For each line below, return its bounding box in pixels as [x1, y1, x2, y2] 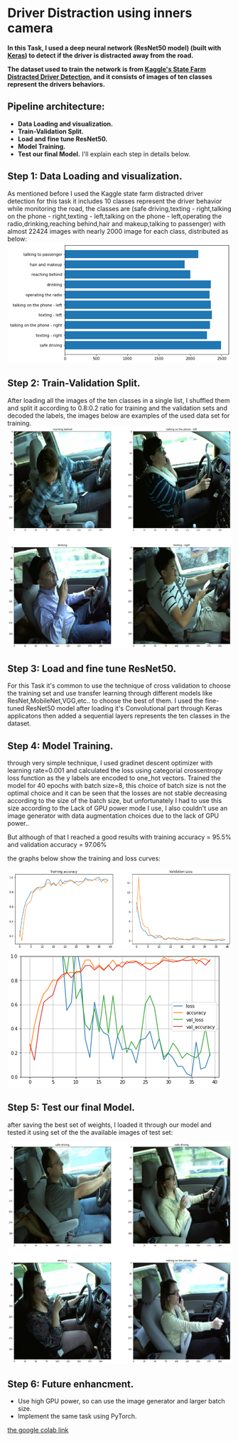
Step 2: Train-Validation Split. [7, 377, 141, 389]
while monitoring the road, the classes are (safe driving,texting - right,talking [7, 204, 232, 212]
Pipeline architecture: [7, 101, 105, 113]
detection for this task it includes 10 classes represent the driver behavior [7, 197, 222, 205]
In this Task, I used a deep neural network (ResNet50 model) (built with [7, 43, 222, 52]
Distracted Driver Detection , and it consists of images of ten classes [7, 72, 212, 81]
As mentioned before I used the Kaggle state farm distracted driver [7, 189, 204, 198]
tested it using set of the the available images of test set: [7, 1128, 173, 1136]
